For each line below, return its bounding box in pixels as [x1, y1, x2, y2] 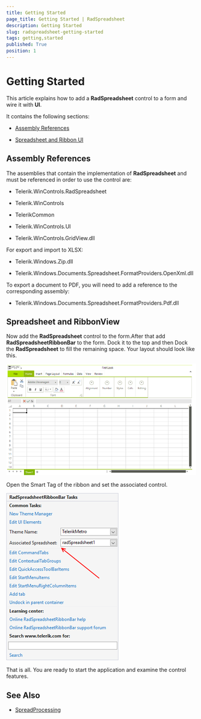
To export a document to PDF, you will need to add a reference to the [6, 281, 178, 288]
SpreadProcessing [14, 706, 61, 714]
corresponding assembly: [6, 287, 70, 295]
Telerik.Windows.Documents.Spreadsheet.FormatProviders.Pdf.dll [14, 299, 179, 306]
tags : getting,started [6, 35, 63, 42]
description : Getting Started [6, 22, 82, 28]
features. [6, 673, 29, 680]
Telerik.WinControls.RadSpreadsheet [14, 188, 107, 195]
